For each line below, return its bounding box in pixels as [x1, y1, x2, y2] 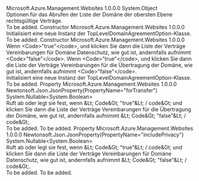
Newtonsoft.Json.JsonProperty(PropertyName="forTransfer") [6, 87, 158, 93]
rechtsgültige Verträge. [6, 17, 63, 24]
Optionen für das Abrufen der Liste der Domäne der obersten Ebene [6, 11, 173, 18]
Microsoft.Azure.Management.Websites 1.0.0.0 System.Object [6, 5, 158, 11]
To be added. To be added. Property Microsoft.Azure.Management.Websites [6, 125, 194, 132]
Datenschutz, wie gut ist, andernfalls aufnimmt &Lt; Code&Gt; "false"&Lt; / [6, 157, 187, 163]
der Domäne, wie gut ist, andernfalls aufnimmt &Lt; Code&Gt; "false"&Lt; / [6, 112, 186, 119]
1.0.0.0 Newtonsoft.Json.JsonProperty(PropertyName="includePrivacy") [6, 131, 184, 138]
